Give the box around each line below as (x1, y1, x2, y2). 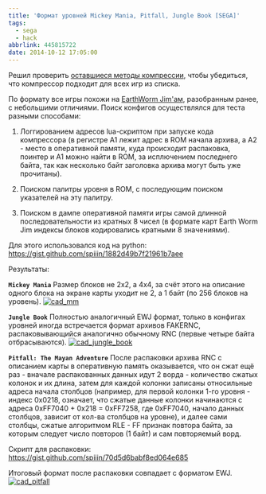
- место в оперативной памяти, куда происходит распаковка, (19, 144, 231, 153)
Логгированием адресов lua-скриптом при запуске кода (19, 126, 214, 136)
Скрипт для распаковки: (8, 445, 92, 453)
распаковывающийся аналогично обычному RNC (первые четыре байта (8, 329, 255, 338)
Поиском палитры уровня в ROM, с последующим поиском (19, 185, 223, 193)
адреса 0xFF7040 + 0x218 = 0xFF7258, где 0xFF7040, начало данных (8, 403, 244, 413)
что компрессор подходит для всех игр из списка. (8, 79, 181, 88)
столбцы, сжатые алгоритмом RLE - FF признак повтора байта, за (8, 421, 233, 430)
